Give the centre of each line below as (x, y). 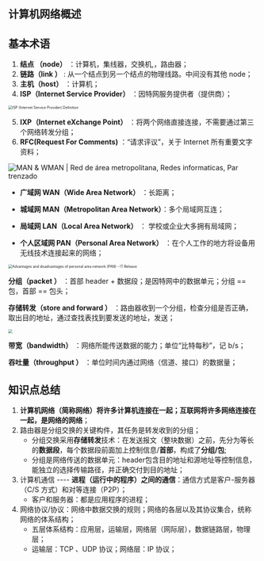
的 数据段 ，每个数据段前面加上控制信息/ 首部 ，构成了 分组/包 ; (129, 450)
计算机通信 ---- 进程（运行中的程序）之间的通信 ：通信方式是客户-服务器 (137, 480)
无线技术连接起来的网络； (61, 253)
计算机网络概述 (45, 14)
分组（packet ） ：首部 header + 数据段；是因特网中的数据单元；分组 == (127, 281)
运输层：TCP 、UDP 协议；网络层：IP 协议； (104, 549)
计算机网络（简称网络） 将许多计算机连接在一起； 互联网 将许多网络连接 (134, 410)
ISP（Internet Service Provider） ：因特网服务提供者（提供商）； (126, 94)
